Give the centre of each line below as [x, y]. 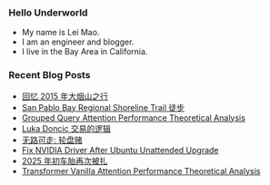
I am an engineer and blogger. [78, 42]
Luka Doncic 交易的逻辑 [66, 128]
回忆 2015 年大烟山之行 [65, 96]
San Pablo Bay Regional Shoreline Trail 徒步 [103, 107]
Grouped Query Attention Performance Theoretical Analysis [134, 117]
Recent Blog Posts [50, 75]
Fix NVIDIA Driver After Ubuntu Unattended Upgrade [120, 150]
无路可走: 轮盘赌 [52, 140]
